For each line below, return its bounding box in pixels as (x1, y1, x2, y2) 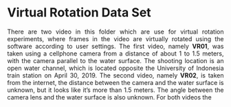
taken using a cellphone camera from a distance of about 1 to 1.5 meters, (7, 49, 224, 58)
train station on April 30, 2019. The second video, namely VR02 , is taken (7, 71, 224, 80)
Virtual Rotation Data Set (7, 5, 151, 21)
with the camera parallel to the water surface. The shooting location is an (7, 56, 224, 64)
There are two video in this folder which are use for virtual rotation (7, 27, 224, 36)
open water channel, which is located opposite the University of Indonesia (7, 64, 224, 72)
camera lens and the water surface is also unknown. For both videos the (7, 93, 212, 101)
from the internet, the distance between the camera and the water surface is (7, 78, 224, 86)
